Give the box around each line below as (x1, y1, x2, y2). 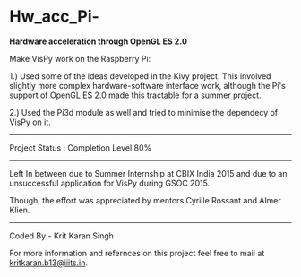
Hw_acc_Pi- (9, 6, 100, 27)
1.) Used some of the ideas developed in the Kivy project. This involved (9, 70, 271, 82)
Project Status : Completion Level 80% (9, 142, 152, 153)
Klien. (9, 204, 30, 215)
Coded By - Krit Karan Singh (9, 230, 115, 241)
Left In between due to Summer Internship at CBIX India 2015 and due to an (9, 168, 288, 178)
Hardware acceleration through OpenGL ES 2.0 (9, 36, 188, 47)
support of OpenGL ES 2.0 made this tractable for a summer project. (9, 90, 262, 100)
